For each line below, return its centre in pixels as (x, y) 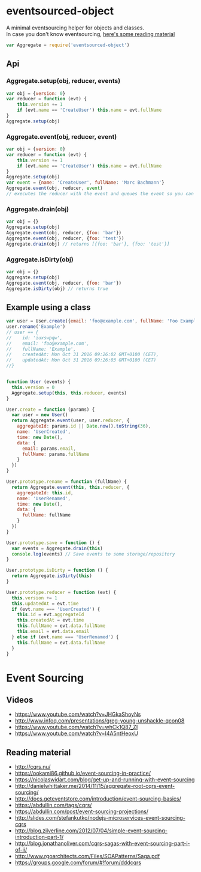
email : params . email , (49, 449)
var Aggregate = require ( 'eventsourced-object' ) (68, 45)
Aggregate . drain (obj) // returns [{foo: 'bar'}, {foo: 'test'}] (88, 244)
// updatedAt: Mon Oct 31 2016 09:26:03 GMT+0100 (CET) (81, 360)
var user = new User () (40, 415)
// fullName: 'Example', (41, 349)
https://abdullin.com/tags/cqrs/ (53, 805)
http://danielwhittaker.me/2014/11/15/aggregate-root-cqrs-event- (95, 786)
